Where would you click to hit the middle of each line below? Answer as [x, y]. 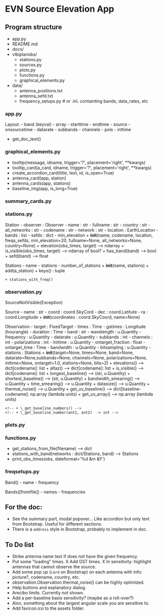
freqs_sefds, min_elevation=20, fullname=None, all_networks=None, [74, 240]
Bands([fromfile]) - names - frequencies [45, 492]
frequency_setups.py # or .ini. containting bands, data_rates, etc [84, 101]
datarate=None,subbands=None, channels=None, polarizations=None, [76, 358]
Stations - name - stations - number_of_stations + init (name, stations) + [77, 265]
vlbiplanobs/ [25, 54]
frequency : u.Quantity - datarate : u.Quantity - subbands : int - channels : [79, 337]
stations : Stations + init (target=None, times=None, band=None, [70, 352]
